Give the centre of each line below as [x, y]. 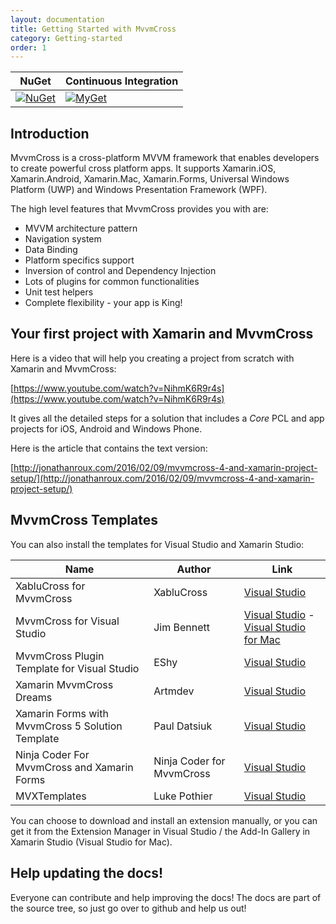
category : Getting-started [66, 38]
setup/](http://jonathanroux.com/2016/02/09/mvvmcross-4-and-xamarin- [162, 478]
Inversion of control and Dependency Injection [120, 271]
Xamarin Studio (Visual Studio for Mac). [91, 842]
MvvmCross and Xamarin [74, 767]
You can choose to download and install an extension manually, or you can [164, 820]
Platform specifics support [79, 260]
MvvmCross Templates [84, 520]
